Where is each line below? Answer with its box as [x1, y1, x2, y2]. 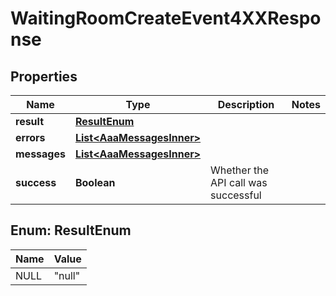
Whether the [210, 163, 269, 177]
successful [210, 188, 262, 202]
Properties [10, 68, 78, 85]
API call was [210, 176, 268, 189]
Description [217, 98, 275, 111]
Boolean [74, 176, 116, 189]
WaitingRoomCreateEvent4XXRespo [10, 7, 322, 30]
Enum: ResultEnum [10, 222, 132, 239]
